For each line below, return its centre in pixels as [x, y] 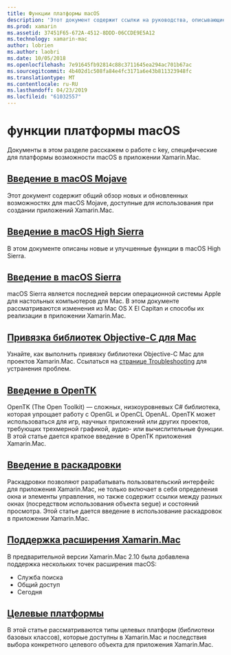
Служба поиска [40, 577]
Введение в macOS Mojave [67, 179]
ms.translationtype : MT [41, 77]
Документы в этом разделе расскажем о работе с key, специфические [112, 149]
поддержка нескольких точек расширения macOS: [82, 564]
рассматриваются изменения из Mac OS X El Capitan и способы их [106, 309]
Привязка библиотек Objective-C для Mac [102, 337]
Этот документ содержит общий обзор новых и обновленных [98, 195]
